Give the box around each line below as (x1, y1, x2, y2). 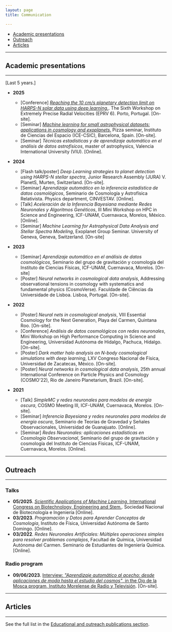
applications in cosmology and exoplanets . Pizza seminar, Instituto (20, 127, 161, 133)
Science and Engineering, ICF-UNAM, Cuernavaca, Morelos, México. (20, 212, 166, 218)
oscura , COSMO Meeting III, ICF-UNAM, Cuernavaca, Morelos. (20, 402, 153, 409)
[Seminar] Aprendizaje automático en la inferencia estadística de (20, 185, 159, 191)
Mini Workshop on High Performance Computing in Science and (20, 334, 156, 340)
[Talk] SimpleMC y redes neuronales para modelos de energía (20, 397, 152, 403)
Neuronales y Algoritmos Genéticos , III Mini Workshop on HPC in (20, 207, 157, 213)
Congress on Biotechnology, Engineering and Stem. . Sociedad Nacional (12, 504, 164, 510)
